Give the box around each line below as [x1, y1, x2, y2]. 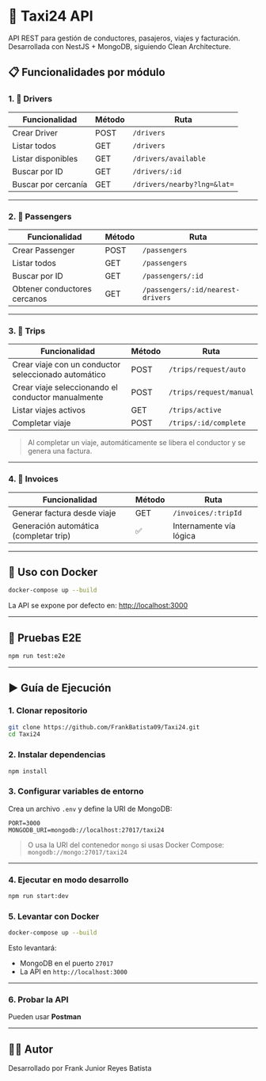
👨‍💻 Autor [8, 1042, 54, 1056]
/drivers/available [132, 154, 206, 163]
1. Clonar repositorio [8, 705, 88, 716]
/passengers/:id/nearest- [142, 285, 240, 294]
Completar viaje [12, 417, 71, 428]
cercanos [12, 293, 47, 304]
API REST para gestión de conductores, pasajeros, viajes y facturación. [8, 33, 241, 43]
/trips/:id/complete [169, 419, 246, 428]
